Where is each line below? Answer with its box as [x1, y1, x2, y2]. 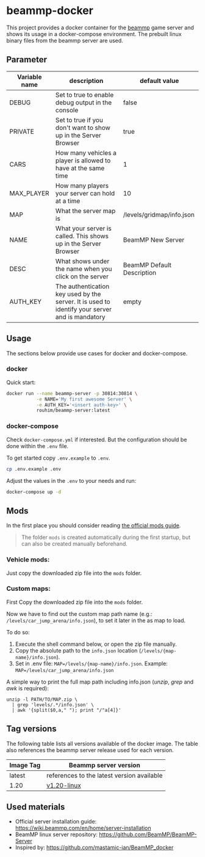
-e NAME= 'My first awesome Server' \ [36, 396, 132, 402]
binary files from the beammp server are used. [6, 37, 123, 44]
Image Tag [9, 761, 41, 769]
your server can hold [55, 189, 115, 197]
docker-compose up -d [6, 489, 62, 495]
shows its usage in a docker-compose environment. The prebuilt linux [6, 30, 182, 37]
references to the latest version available [46, 771, 163, 779]
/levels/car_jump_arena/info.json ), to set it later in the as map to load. [6, 617, 186, 624]
